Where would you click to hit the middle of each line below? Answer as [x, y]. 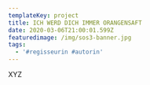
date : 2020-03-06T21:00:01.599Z [61, 30]
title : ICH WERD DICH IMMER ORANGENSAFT [75, 23]
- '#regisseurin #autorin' [59, 52]
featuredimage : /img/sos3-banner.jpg [70, 37]
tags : [17, 45]
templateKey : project [44, 15]
